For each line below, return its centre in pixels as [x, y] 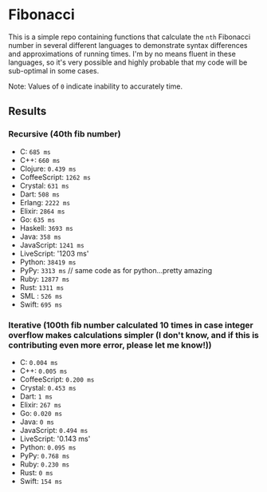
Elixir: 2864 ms [42, 211]
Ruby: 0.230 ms [45, 464]
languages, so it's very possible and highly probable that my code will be [128, 62]
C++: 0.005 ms [43, 371]
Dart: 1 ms [36, 396]
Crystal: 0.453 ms [48, 387]
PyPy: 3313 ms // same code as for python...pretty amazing [116, 270]
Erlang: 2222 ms [45, 202]
